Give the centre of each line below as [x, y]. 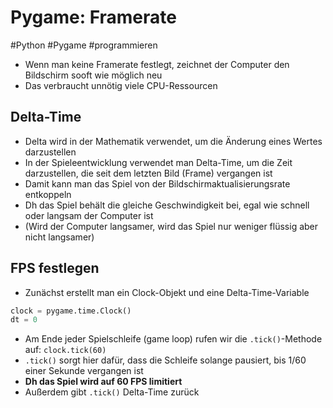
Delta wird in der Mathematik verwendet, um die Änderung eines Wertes [173, 141]
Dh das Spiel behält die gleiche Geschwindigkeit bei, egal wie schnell [167, 205]
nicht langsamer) [59, 237]
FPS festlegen [55, 268]
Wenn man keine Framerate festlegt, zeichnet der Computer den [157, 64]
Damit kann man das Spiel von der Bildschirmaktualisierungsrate [157, 183]
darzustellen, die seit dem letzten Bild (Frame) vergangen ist [148, 173]
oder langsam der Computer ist [89, 215]
